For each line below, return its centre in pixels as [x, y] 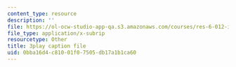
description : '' [31, 20]
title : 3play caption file [47, 46]
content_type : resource [42, 14]
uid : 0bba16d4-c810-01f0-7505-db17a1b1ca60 [72, 53]
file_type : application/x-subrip [56, 33]
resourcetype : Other [38, 40]
